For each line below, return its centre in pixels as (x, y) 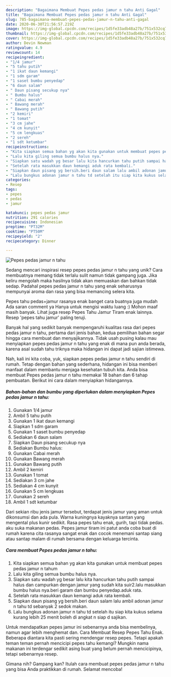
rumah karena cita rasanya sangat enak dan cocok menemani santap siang (84, 533)
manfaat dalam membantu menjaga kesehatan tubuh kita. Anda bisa (77, 369)
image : (13, 29)
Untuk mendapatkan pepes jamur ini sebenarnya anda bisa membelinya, (81, 627)
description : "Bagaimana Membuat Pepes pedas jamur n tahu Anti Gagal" (83, 10)
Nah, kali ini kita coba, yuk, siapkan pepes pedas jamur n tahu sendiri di (81, 359)
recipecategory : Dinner (31, 241)
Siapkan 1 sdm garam (35, 426)
